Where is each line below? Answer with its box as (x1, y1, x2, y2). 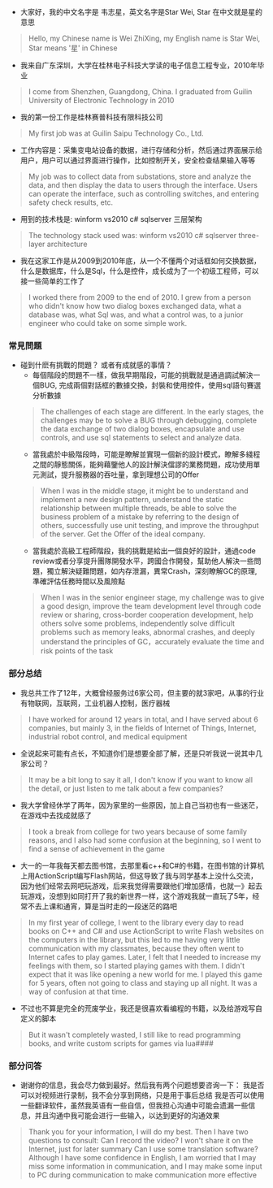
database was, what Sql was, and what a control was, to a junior (28, 310, 244, 319)
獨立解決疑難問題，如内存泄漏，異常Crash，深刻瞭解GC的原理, (46, 566, 258, 576)
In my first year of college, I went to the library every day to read (28, 917, 244, 927)
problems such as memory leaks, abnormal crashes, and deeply (40, 627, 256, 637)
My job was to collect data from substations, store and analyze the (28, 171, 252, 181)
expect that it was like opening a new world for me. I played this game (28, 969, 262, 979)
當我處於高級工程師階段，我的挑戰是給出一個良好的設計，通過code (32, 546, 256, 556)
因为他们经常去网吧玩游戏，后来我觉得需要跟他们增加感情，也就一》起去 (19, 881, 262, 891)
